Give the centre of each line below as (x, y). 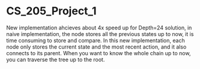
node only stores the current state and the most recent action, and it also (96, 47)
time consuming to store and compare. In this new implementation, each (95, 40)
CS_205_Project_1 (51, 11)
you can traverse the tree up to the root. (56, 59)
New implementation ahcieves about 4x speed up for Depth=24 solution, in (99, 28)
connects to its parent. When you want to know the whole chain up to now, (98, 53)
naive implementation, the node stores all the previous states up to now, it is (100, 34)
